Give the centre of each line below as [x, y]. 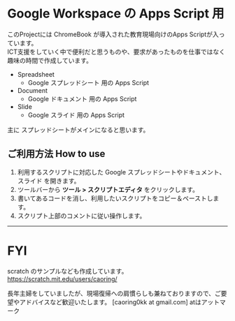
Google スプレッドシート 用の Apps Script [88, 82]
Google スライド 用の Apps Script [76, 114]
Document [32, 90]
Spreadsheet [36, 74]
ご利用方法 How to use [56, 154]
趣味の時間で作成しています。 [50, 60]
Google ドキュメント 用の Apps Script [82, 98]
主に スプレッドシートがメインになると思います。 [78, 130]
